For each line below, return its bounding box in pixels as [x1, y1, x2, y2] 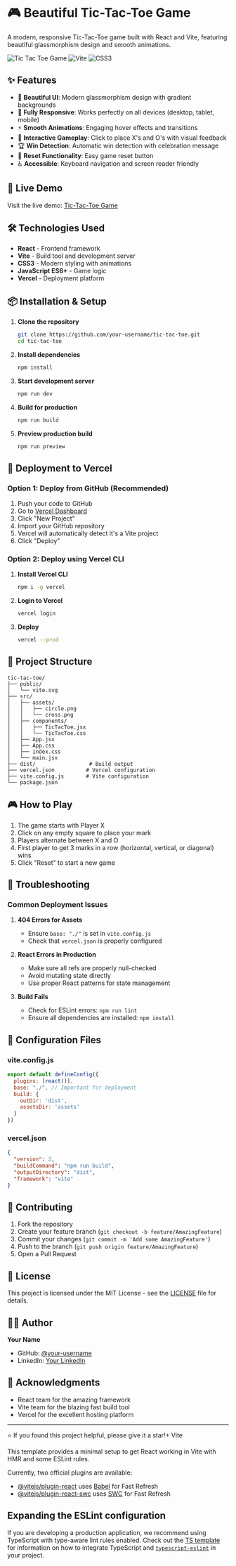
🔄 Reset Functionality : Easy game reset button [17, 151, 154, 159]
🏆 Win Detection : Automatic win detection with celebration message [17, 141, 219, 150]
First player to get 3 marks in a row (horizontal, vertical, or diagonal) [17, 843, 214, 851]
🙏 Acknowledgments [7, 1377, 100, 1389]
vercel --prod [17, 637, 59, 644]
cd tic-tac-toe [17, 338, 63, 345]
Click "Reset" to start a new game [17, 858, 116, 867]
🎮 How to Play [7, 799, 73, 811]
